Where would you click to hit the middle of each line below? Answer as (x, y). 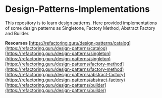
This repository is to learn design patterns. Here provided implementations (81, 23)
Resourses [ (18, 43)
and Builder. (17, 33)
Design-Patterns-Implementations (78, 9)
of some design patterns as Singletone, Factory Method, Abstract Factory (80, 28)
